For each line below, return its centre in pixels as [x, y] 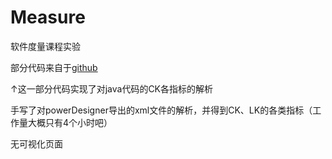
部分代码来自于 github [54, 67]
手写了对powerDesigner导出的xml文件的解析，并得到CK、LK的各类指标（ [161, 110]
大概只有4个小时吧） [70, 122]
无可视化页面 [36, 143]
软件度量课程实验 [45, 46]
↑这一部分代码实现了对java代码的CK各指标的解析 [112, 88]
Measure [48, 17]
